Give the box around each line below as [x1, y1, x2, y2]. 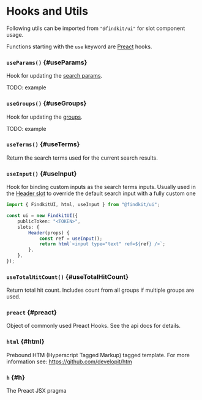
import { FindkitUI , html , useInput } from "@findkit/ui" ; [6, 202, 160, 208]
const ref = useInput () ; [39, 235, 103, 242]
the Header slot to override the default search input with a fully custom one [6, 190, 196, 197]
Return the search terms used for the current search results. [6, 154, 158, 161]
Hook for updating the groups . [6, 113, 83, 120]
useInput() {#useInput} [6, 169, 77, 178]
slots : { [17, 224, 40, 230]
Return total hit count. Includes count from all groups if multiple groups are [6, 286, 195, 294]
